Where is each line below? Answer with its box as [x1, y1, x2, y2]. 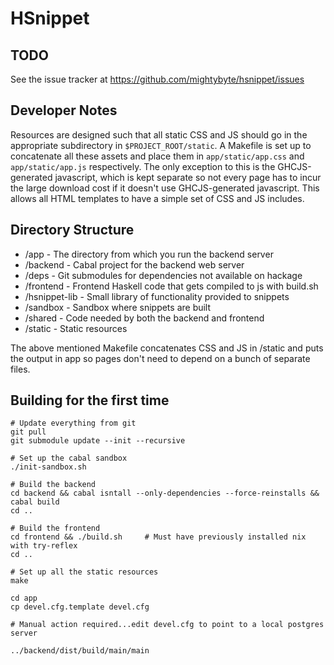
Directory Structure [10, 222, 135, 239]
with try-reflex [10, 541, 78, 551]
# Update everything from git [10, 418, 137, 429]
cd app [10, 593, 38, 604]
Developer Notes [10, 102, 118, 119]
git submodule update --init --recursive [10, 436, 186, 446]
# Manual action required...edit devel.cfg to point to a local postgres [10, 620, 325, 630]
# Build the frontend [10, 523, 101, 534]
